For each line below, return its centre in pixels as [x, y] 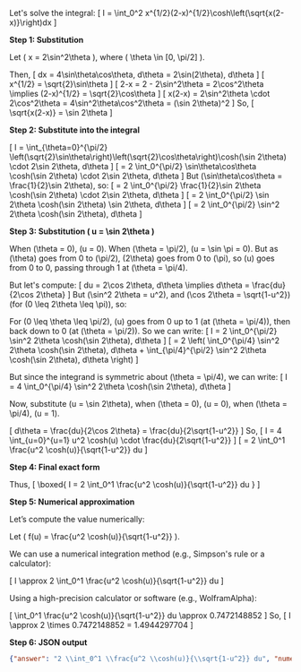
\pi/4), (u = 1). [34, 413]
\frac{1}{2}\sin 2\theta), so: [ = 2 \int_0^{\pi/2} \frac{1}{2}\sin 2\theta [135, 185]
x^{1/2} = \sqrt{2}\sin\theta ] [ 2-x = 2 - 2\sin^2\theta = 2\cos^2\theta [137, 84]
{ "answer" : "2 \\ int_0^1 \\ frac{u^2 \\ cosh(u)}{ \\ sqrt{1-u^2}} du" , [140, 659]
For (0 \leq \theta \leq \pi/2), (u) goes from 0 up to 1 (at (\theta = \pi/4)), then [150, 321]
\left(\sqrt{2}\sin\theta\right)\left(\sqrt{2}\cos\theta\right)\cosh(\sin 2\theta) [148, 157]
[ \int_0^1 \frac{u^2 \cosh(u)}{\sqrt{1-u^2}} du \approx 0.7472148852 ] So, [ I [150, 616]
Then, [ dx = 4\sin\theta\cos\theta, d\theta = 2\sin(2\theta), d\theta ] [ [137, 74]
